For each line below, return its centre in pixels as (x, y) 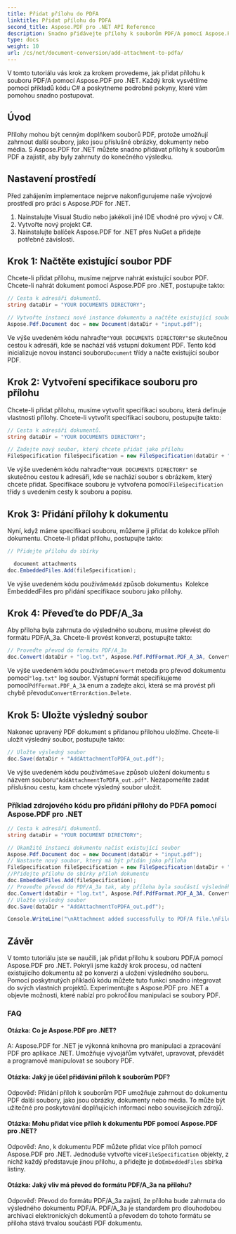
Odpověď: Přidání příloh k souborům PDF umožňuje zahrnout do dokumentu (118, 1092)
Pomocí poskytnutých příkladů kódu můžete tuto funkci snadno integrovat (114, 980)
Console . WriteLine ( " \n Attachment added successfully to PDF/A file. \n (113, 919)
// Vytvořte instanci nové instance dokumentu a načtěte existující (110, 318)
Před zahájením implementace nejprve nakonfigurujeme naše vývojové (110, 196)
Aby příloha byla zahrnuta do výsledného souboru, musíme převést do (109, 630)
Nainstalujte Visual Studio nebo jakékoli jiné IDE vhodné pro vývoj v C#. (120, 217)
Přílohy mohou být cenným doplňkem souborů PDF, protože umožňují (108, 134)
